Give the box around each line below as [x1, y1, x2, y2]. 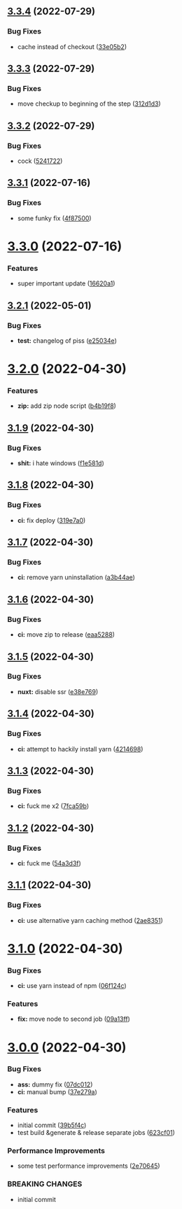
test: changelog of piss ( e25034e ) [17, 336, 117, 345]
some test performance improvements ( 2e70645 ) [17, 1161, 160, 1171]
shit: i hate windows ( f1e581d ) [17, 459, 105, 467]
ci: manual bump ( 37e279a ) [17, 1087, 98, 1096]
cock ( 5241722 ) [17, 157, 63, 165]
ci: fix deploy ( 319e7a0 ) [17, 516, 86, 524]
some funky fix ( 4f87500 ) [17, 213, 92, 222]
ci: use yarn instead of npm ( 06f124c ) [17, 982, 127, 990]
